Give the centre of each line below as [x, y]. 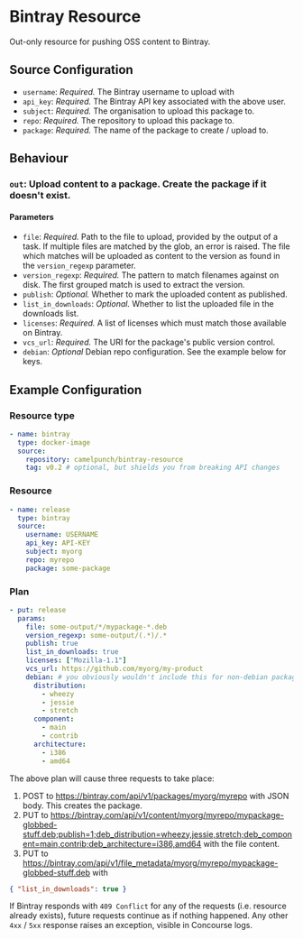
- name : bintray [40, 434]
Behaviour [39, 158]
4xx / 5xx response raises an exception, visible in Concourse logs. [131, 925]
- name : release [40, 510]
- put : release [38, 610]
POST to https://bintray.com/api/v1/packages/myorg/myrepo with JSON [156, 796]
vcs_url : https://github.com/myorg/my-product [115, 669]
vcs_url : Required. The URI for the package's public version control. [149, 342]
